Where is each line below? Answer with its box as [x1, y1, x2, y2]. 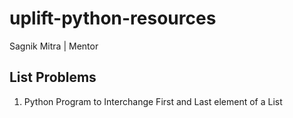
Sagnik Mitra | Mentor [9, 40, 99, 52]
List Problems [9, 69, 97, 86]
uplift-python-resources [9, 7, 217, 30]
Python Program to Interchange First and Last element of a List [23, 95, 283, 107]
